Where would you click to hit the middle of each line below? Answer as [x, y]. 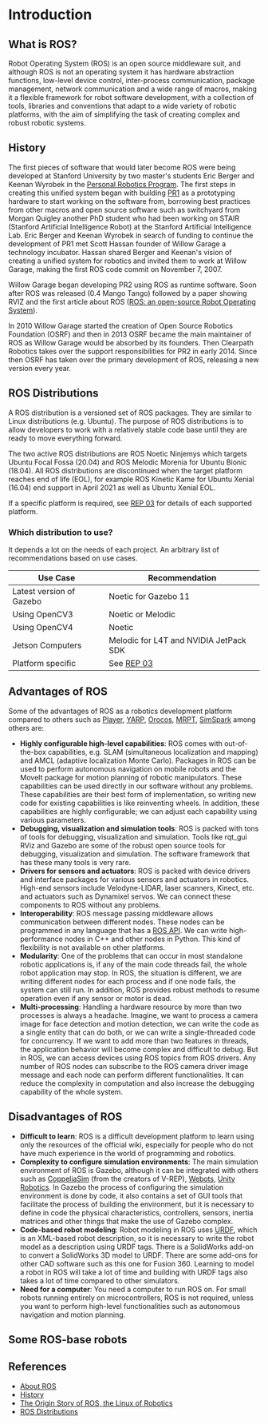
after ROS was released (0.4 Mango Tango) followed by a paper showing [128, 293]
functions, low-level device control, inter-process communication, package [132, 80]
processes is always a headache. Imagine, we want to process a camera [139, 1015]
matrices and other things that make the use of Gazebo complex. [126, 1221]
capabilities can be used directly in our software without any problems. [136, 786]
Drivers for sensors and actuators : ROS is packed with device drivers [135, 871]
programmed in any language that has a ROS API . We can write [123, 930]
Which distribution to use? [61, 532]
